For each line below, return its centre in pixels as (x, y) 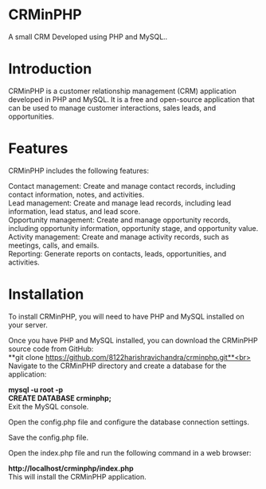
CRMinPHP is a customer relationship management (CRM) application (122, 91)
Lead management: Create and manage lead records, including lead (120, 203)
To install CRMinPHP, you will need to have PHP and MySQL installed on (126, 316)
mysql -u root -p (36, 389)
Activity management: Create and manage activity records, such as (119, 237)
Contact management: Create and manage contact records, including (122, 186)
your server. (28, 325)
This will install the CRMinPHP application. (78, 476)
